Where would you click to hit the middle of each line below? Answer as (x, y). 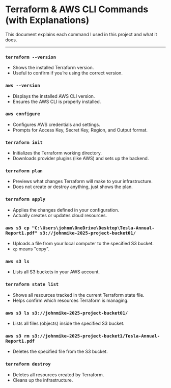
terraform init (24, 142)
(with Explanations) (47, 20)
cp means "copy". (31, 249)
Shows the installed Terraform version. (53, 68)
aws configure (23, 114)
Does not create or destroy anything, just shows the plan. (73, 187)
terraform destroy (28, 364)
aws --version (23, 86)
